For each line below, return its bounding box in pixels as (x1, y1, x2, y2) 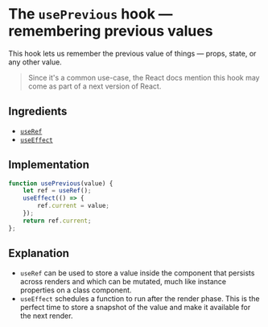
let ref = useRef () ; (23, 187, 92, 195)
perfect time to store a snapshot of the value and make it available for (19, 302, 251, 312)
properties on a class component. (19, 285, 132, 295)
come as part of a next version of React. (27, 81, 162, 91)
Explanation (8, 246, 70, 260)
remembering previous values (8, 22, 213, 40)
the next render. (19, 311, 73, 321)
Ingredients (8, 105, 68, 118)
